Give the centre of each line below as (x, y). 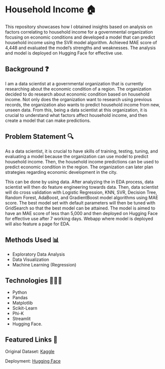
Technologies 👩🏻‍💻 (34, 280)
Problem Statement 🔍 (40, 137)
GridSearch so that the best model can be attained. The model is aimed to (80, 208)
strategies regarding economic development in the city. (61, 172)
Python (20, 292)
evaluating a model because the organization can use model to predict (77, 156)
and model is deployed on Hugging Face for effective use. (64, 53)
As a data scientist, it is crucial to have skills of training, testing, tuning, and (82, 151)
